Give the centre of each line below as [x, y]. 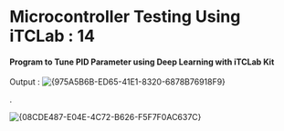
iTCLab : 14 [53, 36]
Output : [25, 82]
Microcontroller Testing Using [125, 17]
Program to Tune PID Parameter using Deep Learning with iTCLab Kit [142, 62]
